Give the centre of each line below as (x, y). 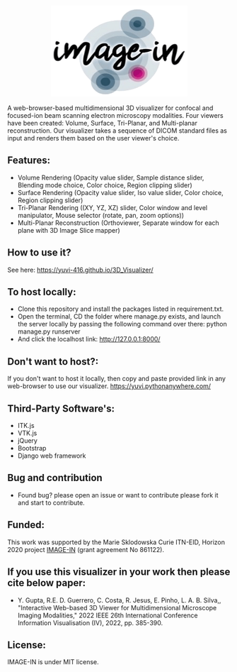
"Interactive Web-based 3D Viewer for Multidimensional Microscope (117, 607)
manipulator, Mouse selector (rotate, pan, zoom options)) (101, 215)
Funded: (26, 525)
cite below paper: (47, 583)
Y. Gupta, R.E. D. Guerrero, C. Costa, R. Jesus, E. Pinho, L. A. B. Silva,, (119, 600)
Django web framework (52, 456)
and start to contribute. (51, 502)
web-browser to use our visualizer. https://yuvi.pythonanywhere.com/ (109, 386)
